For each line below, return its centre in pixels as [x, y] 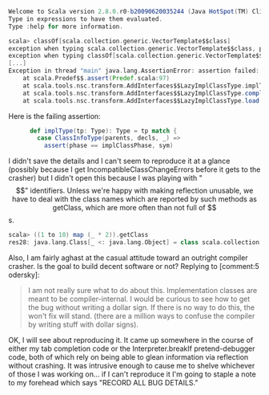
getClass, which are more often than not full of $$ [134, 208]
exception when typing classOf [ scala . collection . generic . [107, 56]
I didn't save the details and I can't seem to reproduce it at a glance [119, 161]
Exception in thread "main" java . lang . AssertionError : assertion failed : [134, 71]
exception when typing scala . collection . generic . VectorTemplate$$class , [132, 48]
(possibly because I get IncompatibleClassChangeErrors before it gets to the [134, 169]
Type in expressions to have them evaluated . [85, 19]
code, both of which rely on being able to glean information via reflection [128, 356]
